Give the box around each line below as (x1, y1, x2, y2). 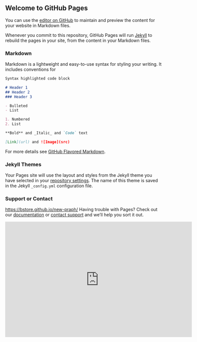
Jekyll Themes (5, 161, 42, 168)
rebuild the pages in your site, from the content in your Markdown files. (5, 37, 151, 43)
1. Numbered (5, 117, 30, 122)
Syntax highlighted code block (5, 76, 70, 81)
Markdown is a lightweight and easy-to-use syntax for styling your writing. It (5, 61, 162, 67)
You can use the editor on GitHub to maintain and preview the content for (5, 17, 155, 23)
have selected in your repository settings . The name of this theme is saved (5, 178, 158, 184)
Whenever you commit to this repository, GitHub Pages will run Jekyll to (5, 32, 153, 38)
